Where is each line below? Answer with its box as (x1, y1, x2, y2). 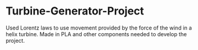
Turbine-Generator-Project (5, 4, 145, 18)
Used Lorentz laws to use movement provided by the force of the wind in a (5, 24, 192, 31)
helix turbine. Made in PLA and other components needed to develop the (5, 30, 187, 37)
